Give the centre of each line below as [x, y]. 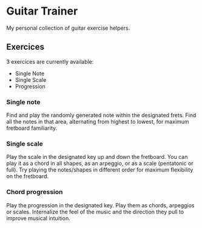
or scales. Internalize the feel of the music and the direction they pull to [95, 212]
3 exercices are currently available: [50, 61]
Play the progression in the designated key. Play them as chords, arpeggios [100, 205]
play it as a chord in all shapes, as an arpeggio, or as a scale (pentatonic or [100, 163]
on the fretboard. [28, 176]
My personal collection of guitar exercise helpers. [68, 28]
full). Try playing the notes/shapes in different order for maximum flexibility [100, 170]
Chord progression [35, 192]
